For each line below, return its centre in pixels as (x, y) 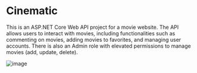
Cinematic (32, 11)
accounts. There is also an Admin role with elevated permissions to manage (99, 46)
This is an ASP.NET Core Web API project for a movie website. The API (93, 27)
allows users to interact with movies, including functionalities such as (91, 33)
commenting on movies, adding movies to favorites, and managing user (94, 39)
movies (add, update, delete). (42, 52)
